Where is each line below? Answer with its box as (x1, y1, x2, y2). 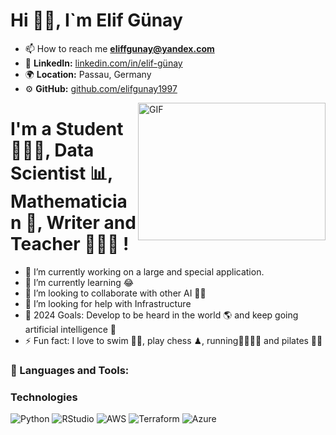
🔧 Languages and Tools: (10, 363, 130, 377)
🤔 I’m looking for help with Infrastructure (24, 297, 192, 309)
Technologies (10, 390, 78, 404)
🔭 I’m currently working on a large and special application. (24, 265, 265, 278)
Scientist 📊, (10, 162, 113, 185)
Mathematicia (10, 190, 128, 213)
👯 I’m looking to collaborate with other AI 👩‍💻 (24, 287, 207, 299)
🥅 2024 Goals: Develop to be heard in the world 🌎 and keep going (24, 309, 299, 321)
